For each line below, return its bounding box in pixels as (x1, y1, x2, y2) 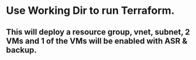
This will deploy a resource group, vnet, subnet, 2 (6, 27, 190, 37)
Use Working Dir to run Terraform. (6, 4, 175, 17)
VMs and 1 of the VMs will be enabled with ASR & (6, 36, 188, 46)
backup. (6, 45, 37, 55)
